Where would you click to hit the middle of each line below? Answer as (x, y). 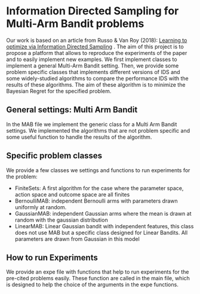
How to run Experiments (52, 257)
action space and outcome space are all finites (72, 194)
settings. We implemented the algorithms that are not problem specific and (98, 130)
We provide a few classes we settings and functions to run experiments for (98, 170)
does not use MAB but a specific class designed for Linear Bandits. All (101, 232)
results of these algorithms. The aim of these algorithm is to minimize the (96, 84)
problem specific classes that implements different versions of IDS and (93, 72)
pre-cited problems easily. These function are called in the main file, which (98, 278)
